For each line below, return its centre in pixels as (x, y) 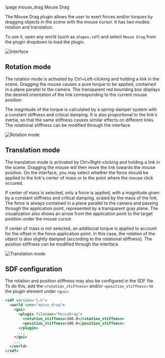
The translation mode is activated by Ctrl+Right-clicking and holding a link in (82, 162)
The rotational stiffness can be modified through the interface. (68, 125)
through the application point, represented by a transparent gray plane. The (82, 208)
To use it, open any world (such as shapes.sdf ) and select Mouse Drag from (81, 37)
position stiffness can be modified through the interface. (62, 244)
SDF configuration (34, 269)
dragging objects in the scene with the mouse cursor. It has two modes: (78, 22)
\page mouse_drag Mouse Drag (37, 7)
